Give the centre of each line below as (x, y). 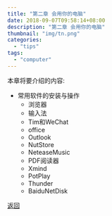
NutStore (41, 144)
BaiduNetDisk (48, 191)
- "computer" (33, 60)
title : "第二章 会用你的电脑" (47, 14)
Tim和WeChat (48, 122)
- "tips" (26, 46)
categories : (25, 40)
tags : (15, 53)
